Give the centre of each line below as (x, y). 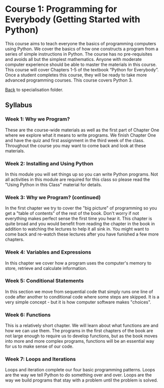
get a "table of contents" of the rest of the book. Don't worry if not (72, 213)
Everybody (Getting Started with (73, 19)
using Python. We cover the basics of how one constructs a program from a (82, 49)
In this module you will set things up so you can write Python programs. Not (82, 174)
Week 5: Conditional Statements (44, 281)
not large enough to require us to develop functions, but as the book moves (82, 336)
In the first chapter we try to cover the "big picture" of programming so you (81, 208)
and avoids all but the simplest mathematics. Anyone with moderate (74, 59)
